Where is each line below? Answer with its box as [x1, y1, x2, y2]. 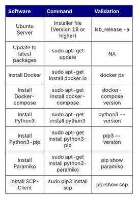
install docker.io [49, 75, 87, 82]
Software [8, 8, 31, 15]
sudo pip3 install [48, 178, 88, 185]
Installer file [53, 20, 82, 26]
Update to [13, 44, 37, 51]
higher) [59, 32, 77, 39]
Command [46, 8, 73, 15]
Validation [94, 8, 120, 15]
